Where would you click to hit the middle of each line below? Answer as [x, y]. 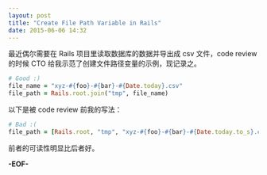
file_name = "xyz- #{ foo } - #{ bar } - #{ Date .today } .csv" [95, 86]
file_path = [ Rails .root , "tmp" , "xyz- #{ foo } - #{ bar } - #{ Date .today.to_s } [131, 131]
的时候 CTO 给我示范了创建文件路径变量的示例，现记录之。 [104, 63]
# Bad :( [23, 124]
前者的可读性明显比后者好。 [54, 148]
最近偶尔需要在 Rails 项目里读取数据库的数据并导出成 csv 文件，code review [133, 54]
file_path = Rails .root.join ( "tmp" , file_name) [89, 93]
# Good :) [25, 79]
